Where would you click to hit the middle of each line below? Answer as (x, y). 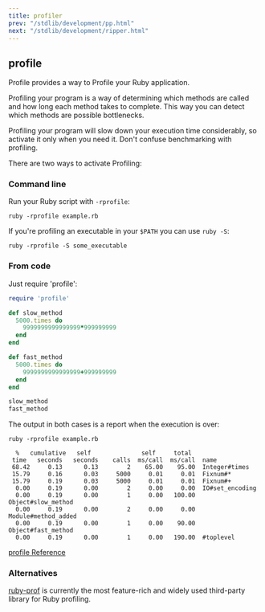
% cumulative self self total (104, 453)
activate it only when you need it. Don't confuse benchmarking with (120, 139)
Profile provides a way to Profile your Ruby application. (99, 83)
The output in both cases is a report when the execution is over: (114, 424)
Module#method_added (43, 516)
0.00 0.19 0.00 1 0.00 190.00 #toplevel (125, 538)
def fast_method (35, 357)
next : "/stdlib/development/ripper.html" (79, 31)
